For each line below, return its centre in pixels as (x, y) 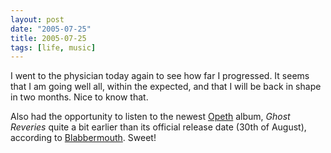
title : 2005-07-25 (48, 38)
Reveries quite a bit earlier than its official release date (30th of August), (158, 127)
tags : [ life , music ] (53, 47)
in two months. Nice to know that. (79, 97)
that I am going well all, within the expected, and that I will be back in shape (166, 87)
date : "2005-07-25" (51, 29)
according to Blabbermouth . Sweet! (83, 138)
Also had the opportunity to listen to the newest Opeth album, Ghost (150, 117)
